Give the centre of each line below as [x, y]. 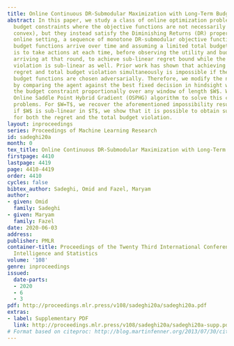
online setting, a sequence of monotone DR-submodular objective [110, 40]
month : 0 [20, 144]
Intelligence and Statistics [56, 254]
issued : [18, 273]
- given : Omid [28, 202]
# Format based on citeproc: [49, 331]
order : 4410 [24, 176]
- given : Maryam [31, 215]
